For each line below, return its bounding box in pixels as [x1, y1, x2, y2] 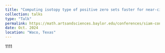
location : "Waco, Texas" [5, 30, 56, 35]
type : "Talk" [5, 16, 32, 21]
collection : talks [5, 12, 43, 17]
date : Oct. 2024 [5, 26, 38, 30]
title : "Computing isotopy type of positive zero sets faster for [5, 7, 144, 12]
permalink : [5, 21, 27, 26]
